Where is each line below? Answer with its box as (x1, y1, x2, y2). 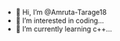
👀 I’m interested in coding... (15, 16, 104, 25)
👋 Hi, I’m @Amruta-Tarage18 (15, 8, 107, 17)
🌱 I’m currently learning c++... (15, 24, 112, 33)
